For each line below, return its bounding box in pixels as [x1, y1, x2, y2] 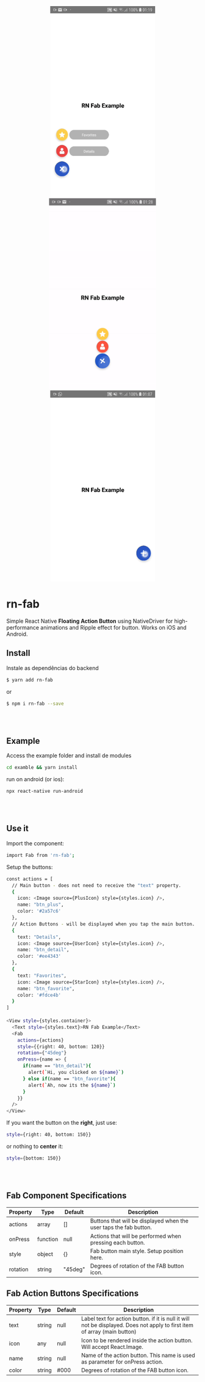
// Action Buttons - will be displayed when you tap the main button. [12, 921, 195, 927]
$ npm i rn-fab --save [6, 700, 64, 707]
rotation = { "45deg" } [17, 1050, 67, 1056]
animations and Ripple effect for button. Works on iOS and [40, 623, 187, 631]
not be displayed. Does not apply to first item [81, 1321, 194, 1329]
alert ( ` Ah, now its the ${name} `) [28, 1082, 116, 1088]
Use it [6, 823, 29, 834]
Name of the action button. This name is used [81, 1351, 195, 1359]
